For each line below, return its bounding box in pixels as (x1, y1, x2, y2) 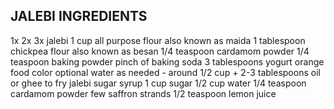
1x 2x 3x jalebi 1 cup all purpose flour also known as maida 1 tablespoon (10, 34, 306, 46)
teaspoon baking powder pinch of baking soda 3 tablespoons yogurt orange (10, 55, 325, 68)
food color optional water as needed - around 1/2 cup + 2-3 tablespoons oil (10, 66, 321, 78)
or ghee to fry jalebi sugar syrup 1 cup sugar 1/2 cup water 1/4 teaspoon (10, 77, 307, 89)
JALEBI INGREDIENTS (10, 8, 148, 25)
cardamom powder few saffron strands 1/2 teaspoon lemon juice (10, 87, 277, 99)
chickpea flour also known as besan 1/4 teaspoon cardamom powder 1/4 (10, 45, 310, 57)
